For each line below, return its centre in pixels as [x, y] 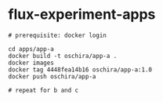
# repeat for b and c [43, 90]
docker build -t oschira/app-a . [63, 56]
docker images [31, 63]
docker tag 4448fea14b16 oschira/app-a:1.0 [80, 69]
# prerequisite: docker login [58, 35]
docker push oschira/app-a [52, 76]
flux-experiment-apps [82, 15]
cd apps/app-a [31, 49]
